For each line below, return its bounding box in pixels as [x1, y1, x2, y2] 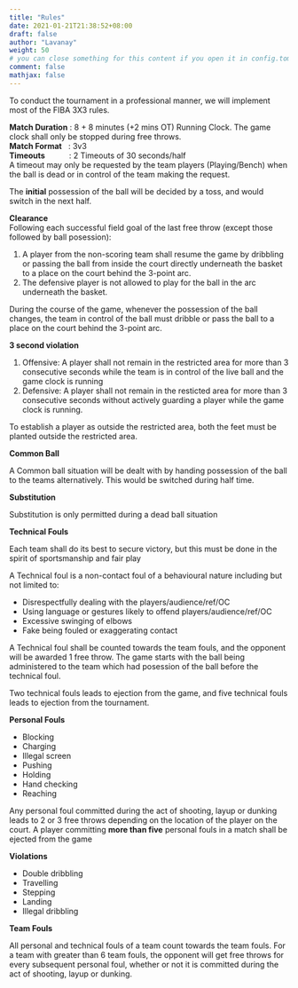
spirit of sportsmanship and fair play [9, 552, 142, 564]
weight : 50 [9, 46, 50, 55]
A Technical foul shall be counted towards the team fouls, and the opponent [9, 642, 286, 652]
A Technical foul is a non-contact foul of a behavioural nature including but [9, 570, 283, 581]
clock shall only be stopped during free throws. [9, 130, 182, 142]
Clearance [9, 212, 49, 223]
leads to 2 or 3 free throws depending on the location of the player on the [9, 814, 278, 826]
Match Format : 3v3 [9, 140, 87, 151]
